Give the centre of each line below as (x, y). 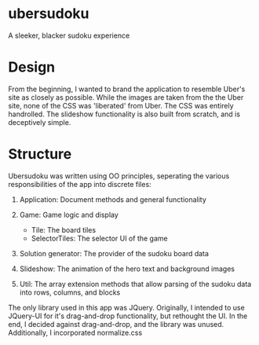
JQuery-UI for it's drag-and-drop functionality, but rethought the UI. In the (128, 316)
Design (32, 67)
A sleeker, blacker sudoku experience (69, 35)
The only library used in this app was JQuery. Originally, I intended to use (126, 307)
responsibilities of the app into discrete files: (80, 184)
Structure (40, 154)
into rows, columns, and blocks (70, 292)
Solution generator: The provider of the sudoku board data (114, 253)
